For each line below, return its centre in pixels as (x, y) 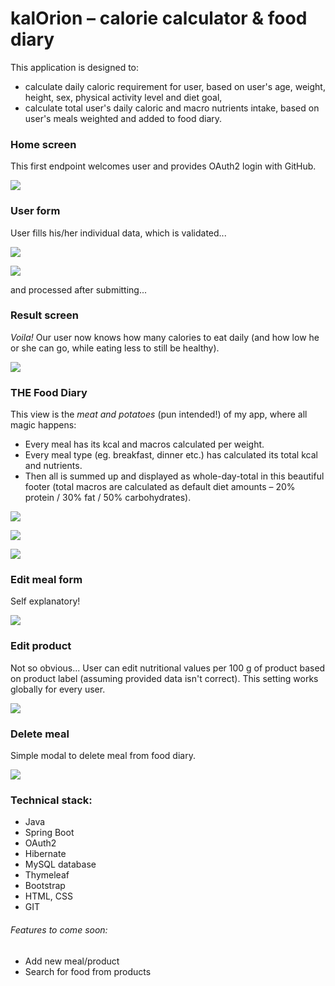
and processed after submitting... (79, 289)
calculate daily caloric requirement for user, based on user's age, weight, (175, 86)
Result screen (44, 315)
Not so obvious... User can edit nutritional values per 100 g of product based (168, 668)
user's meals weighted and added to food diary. (123, 118)
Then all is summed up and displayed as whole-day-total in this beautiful (174, 476)
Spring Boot (49, 833)
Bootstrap (45, 886)
